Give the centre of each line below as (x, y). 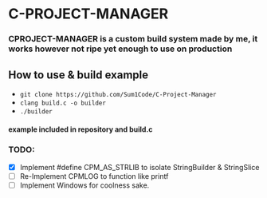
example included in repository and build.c (80, 129)
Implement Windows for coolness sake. (84, 185)
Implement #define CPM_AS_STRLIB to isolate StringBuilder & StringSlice (139, 167)
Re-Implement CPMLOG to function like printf (94, 176)
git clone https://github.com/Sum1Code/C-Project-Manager (118, 94)
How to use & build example (79, 75)
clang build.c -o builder (63, 103)
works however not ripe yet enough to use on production (120, 49)
